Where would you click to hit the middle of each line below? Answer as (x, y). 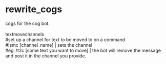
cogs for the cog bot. (28, 23)
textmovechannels (25, 34)
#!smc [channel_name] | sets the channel (49, 45)
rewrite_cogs (34, 9)
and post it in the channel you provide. (46, 56)
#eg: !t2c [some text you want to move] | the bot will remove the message (83, 50)
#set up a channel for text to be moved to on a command (65, 40)
